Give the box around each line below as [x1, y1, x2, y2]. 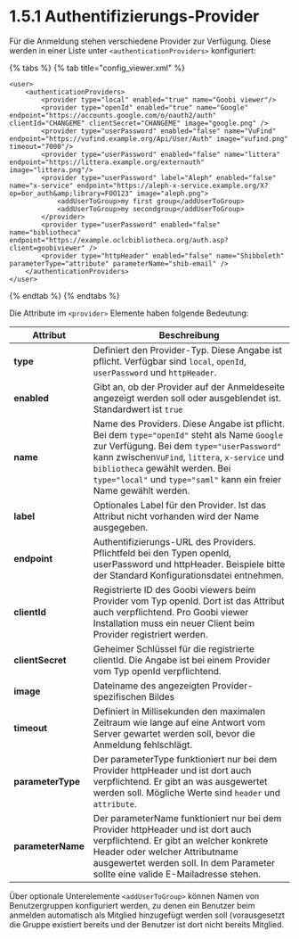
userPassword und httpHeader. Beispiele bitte [93, 557, 286, 570]
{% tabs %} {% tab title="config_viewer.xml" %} [9, 62, 185, 73]
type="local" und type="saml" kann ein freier [93, 473, 282, 485]
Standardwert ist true [93, 403, 183, 416]
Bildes [148, 690, 175, 703]
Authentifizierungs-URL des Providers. [93, 535, 256, 548]
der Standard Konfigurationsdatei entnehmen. [93, 569, 285, 581]
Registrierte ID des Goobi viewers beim [93, 583, 256, 596]
